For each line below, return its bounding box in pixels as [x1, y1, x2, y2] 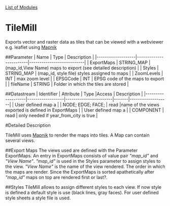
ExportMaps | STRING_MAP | [89, 59, 151, 65]
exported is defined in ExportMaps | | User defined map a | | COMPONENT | [5, 107, 164, 113]
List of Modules [5, 5, 38, 10]
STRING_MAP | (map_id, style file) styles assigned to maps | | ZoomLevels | [5, 70, 163, 76]
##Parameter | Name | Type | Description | [5, 54, 94, 60]
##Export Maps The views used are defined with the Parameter [5, 147, 138, 153]
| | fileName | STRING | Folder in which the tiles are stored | [5, 81, 129, 87]
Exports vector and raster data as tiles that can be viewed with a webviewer [5, 39, 164, 45]
